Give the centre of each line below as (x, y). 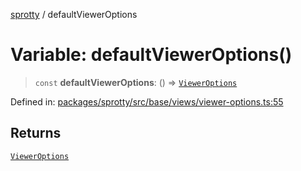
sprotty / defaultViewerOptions (74, 14)
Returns (36, 133)
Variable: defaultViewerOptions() (151, 55)
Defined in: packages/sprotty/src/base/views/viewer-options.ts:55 (147, 101)
